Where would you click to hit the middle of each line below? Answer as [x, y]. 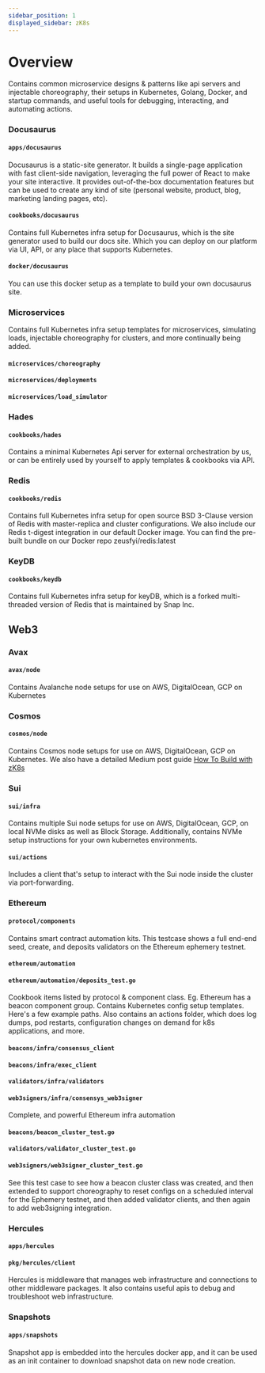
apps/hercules [32, 1246]
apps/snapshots [33, 1335]
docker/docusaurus [38, 267]
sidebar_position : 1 [42, 15]
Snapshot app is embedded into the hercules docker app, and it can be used [133, 1352]
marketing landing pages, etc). [58, 198]
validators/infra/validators [56, 1082]
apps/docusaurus [35, 147]
